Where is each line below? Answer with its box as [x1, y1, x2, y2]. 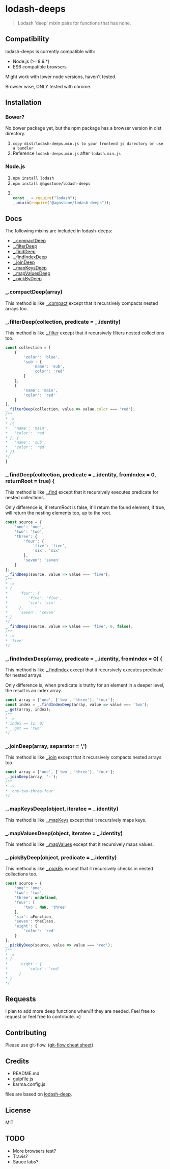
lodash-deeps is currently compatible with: [5, 48, 95, 54]
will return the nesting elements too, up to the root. [5, 510, 112, 516]
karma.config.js [12, 1081, 46, 1087]
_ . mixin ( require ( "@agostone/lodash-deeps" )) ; [12, 200, 111, 205]
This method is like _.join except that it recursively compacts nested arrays [5, 754, 162, 761]
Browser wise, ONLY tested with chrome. [5, 83, 92, 89]
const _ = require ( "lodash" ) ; [12, 195, 77, 201]
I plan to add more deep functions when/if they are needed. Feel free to [5, 1008, 155, 1014]
